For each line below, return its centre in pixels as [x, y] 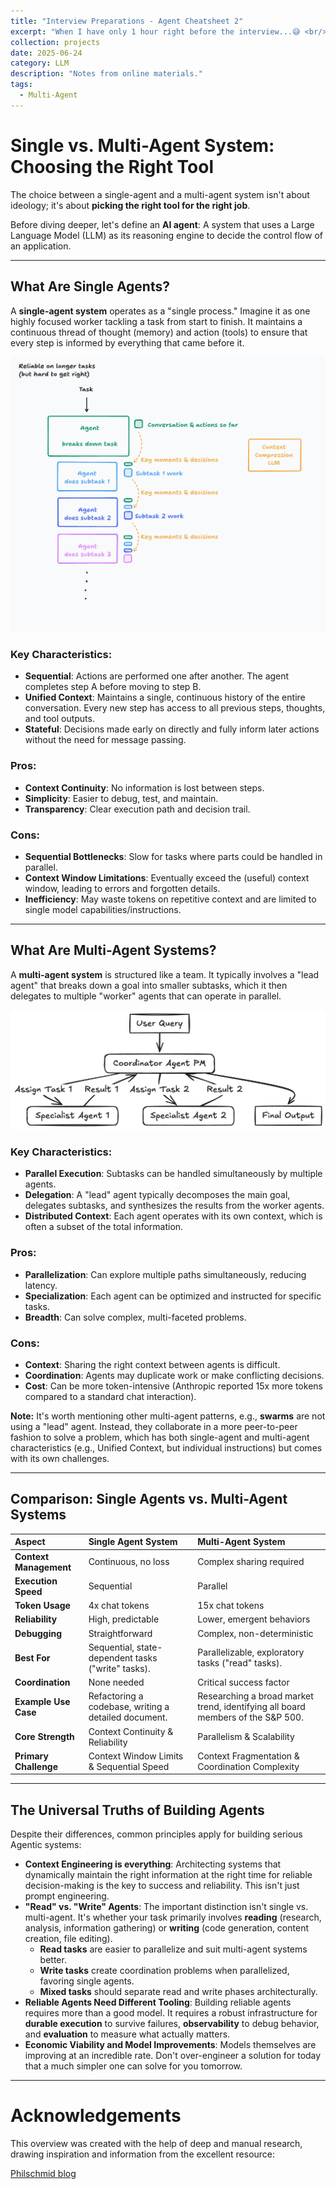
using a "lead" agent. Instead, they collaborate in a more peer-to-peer [154, 1427]
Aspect [30, 1542]
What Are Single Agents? [90, 286]
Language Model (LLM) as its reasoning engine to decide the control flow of [166, 235]
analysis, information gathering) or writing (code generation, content [166, 1928]
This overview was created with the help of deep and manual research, [156, 2144]
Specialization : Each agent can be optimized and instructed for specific [173, 1296]
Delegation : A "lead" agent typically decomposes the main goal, [157, 1195]
